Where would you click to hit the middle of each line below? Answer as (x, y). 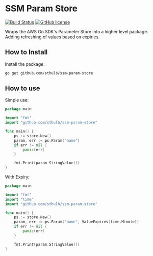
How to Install (26, 52)
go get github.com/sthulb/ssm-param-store (49, 73)
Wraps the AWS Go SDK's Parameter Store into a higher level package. (77, 31)
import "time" (20, 199)
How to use (23, 89)
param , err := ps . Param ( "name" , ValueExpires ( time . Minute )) (76, 222)
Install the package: (25, 64)
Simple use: (17, 100)
